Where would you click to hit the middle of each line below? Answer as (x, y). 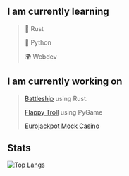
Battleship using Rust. (56, 98)
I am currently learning (58, 12)
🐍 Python (38, 42)
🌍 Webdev (41, 57)
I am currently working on (65, 82)
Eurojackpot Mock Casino (62, 126)
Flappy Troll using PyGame (63, 112)
